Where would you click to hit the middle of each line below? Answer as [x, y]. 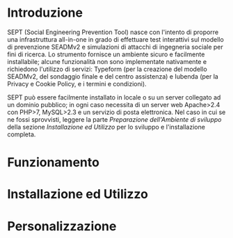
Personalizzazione [62, 226]
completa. [22, 134]
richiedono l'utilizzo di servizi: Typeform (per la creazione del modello [107, 69]
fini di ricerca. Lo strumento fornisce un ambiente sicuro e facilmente [106, 54]
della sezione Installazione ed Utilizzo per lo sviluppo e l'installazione [106, 127]
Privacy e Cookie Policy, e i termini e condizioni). [77, 84]
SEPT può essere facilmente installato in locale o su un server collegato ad [114, 97]
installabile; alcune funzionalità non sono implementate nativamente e [107, 61]
